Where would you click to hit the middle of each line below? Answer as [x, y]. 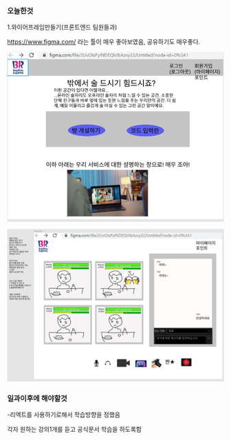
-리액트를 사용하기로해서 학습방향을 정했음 [64, 414]
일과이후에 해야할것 [37, 398]
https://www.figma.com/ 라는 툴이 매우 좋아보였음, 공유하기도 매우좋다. [104, 42]
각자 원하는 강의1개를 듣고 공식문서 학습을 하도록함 [75, 429]
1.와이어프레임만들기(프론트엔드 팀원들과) [62, 27]
